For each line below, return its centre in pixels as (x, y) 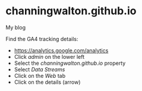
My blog (16, 27)
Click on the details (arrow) (47, 82)
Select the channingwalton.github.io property (70, 63)
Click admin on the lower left (49, 57)
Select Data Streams (40, 69)
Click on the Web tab (40, 76)
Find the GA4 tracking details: (42, 39)
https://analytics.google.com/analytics (61, 50)
